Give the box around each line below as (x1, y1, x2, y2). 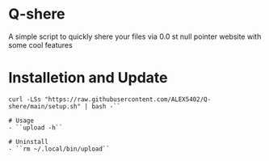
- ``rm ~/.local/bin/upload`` (8, 145, 111, 153)
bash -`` (91, 102, 121, 110)
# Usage (8, 117, 35, 125)
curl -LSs (8, 95, 42, 104)
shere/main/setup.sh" (8, 102, 82, 110)
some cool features (8, 40, 73, 49)
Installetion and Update (8, 69, 168, 87)
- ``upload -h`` (8, 123, 63, 132)
